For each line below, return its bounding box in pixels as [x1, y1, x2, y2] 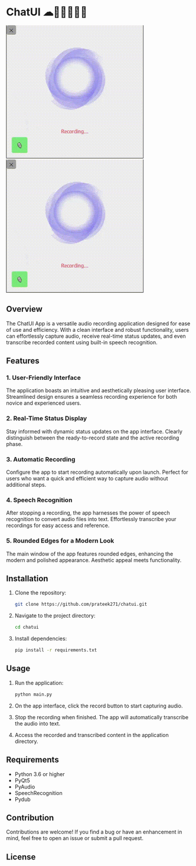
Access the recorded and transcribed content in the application [14, 731, 169, 738]
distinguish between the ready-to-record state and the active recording [6, 434, 179, 441]
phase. [6, 440, 23, 447]
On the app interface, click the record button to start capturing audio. [14, 702, 183, 709]
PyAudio [14, 783, 35, 790]
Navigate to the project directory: [14, 612, 96, 619]
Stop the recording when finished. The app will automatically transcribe [14, 713, 189, 720]
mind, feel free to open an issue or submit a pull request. [6, 835, 143, 842]
